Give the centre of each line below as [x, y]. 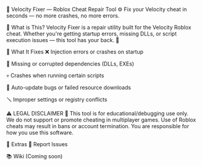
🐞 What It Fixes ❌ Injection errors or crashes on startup [75, 52]
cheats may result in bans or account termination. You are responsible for [98, 126]
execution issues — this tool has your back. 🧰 [63, 40]
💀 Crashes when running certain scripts [55, 75]
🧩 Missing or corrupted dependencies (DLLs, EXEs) [70, 64]
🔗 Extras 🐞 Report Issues [37, 144]
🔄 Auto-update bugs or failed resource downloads [69, 88]
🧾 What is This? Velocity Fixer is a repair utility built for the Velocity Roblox [99, 27]
